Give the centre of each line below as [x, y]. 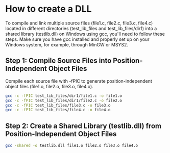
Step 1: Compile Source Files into [58, 61]
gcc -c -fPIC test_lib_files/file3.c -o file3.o [58, 105]
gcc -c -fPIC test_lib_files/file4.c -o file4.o [58, 110]
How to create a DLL [48, 9]
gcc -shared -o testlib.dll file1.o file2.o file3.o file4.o [72, 146]
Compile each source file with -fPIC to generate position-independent [79, 81]
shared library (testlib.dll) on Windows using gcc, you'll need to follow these [85, 34]
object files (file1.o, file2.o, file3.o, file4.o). [49, 86]
